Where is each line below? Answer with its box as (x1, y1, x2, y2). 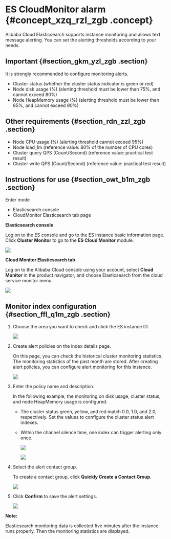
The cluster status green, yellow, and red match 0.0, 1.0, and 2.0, (20, 409, 157, 415)
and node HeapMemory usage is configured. (12, 399, 108, 405)
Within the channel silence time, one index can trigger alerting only (20, 430, 162, 436)
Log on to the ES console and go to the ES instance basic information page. (5, 232, 165, 238)
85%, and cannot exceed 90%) (12, 102, 79, 108)
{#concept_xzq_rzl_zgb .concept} (5, 14, 154, 26)
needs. (5, 42, 20, 48)
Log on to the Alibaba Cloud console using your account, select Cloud (5, 267, 154, 273)
